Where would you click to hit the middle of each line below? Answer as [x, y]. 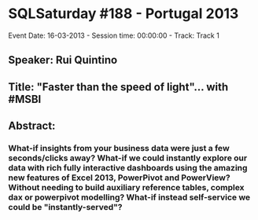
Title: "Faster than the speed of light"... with [118, 87]
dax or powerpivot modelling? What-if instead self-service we [129, 197]
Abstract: [32, 126]
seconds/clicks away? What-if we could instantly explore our [128, 158]
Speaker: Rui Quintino [63, 60]
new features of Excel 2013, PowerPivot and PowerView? [119, 178]
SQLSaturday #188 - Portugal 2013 [123, 14]
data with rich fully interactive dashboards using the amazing [128, 168]
